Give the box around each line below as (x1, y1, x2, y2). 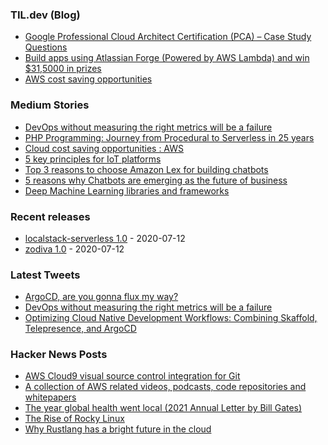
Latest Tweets (10, 268, 81, 282)
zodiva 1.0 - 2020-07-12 (24, 243, 125, 255)
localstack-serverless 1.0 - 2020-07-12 (24, 232, 186, 244)
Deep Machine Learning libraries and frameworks (24, 184, 230, 197)
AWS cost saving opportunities (24, 73, 153, 85)
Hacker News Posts (10, 348, 108, 362)
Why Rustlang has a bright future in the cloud (24, 423, 212, 435)
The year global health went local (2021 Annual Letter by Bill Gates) (24, 402, 303, 414)
